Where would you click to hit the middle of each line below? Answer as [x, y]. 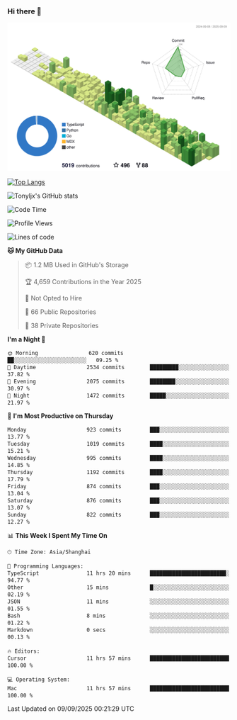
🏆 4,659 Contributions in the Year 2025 [83, 282]
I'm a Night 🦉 [27, 339]
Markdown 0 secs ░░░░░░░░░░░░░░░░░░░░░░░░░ [118, 630]
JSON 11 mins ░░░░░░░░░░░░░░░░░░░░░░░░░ [118, 602]
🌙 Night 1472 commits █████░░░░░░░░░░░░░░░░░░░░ [118, 396]
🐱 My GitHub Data [35, 251]
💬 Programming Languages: [45, 566]
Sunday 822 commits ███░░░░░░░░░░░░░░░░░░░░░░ [118, 515]
